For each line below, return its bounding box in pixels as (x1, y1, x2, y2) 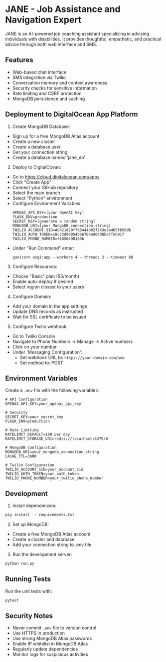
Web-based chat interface (12, 69, 67, 75)
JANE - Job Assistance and (5, 3, 121, 15)
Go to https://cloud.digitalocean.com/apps (12, 173, 100, 179)
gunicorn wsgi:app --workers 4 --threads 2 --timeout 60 (12, 254, 134, 259)
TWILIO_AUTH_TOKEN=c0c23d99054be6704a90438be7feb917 (12, 231, 125, 237)
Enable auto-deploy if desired (12, 278, 74, 284)
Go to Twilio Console (12, 333, 55, 339)
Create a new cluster (12, 138, 56, 144)
